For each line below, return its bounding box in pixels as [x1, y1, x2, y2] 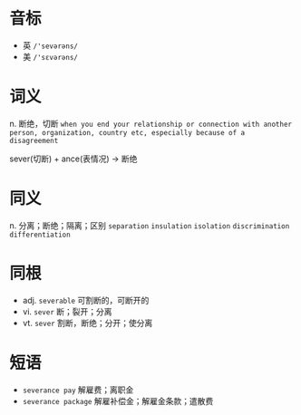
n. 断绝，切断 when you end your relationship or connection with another [9, 118, 293, 129]
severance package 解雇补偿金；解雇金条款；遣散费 [22, 395, 214, 406]
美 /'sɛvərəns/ [22, 51, 79, 62]
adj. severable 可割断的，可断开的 [22, 294, 150, 305]
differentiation [9, 230, 71, 239]
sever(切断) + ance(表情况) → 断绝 [9, 153, 138, 164]
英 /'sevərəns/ [22, 40, 79, 51]
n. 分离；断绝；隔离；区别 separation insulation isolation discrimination [9, 219, 290, 231]
